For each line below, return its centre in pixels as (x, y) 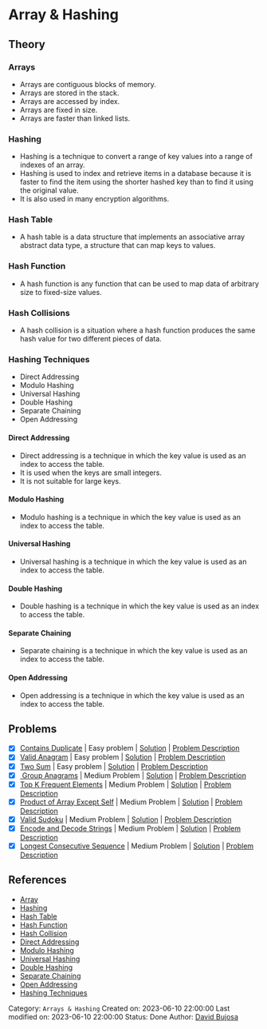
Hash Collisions (39, 313)
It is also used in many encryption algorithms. (94, 199)
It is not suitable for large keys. (70, 481)
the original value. (49, 190)
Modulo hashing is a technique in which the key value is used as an (130, 516)
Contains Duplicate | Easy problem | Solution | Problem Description (130, 748)
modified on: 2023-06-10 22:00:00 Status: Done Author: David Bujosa (124, 1016)
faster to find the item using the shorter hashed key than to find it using (136, 182)
